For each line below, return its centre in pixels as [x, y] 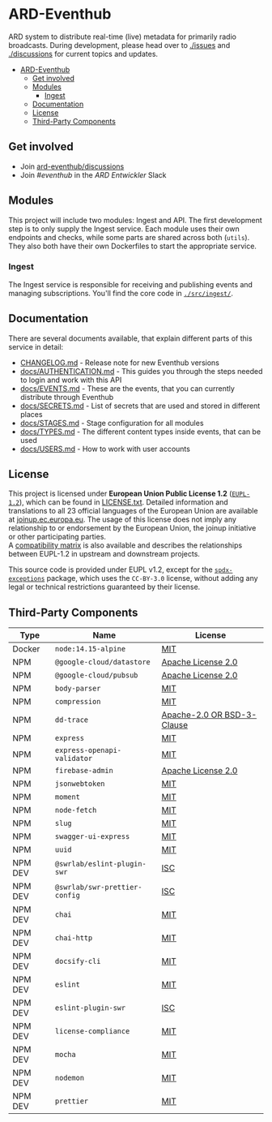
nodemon [70, 1078]
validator [74, 759]
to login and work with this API [71, 380]
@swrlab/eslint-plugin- [101, 864]
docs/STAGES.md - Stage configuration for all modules [112, 423]
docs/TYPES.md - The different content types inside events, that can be [140, 432]
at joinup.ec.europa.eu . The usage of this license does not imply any [123, 519]
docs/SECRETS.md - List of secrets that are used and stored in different [140, 406]
